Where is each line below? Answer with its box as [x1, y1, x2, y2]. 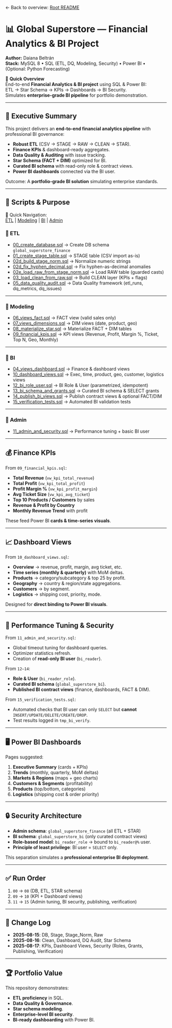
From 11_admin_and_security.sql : [5, 635, 76, 641]
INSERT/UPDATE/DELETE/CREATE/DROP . [12, 712, 88, 718]
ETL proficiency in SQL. [12, 995, 64, 1001]
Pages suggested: [5, 754, 44, 760]
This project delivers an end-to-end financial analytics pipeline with [5, 126, 151, 132]
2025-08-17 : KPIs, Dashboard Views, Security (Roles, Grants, [12, 943, 143, 949]
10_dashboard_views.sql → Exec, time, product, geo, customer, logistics [12, 371, 164, 378]
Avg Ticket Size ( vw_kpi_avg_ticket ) [12, 491, 91, 497]
